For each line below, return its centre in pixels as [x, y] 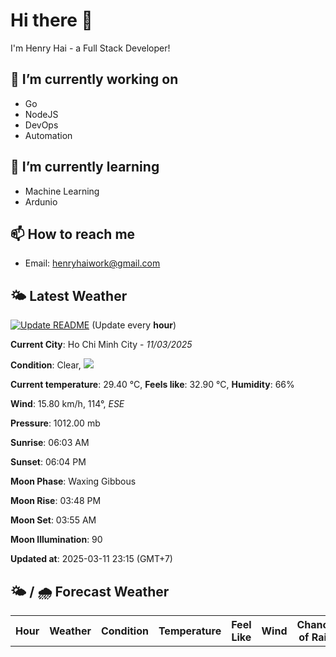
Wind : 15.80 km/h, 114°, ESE [67, 404]
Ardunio [41, 201]
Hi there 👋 [51, 20]
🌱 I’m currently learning [85, 167]
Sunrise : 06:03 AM [50, 443]
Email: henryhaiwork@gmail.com [92, 263]
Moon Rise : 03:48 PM [56, 501]
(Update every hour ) [134, 325]
